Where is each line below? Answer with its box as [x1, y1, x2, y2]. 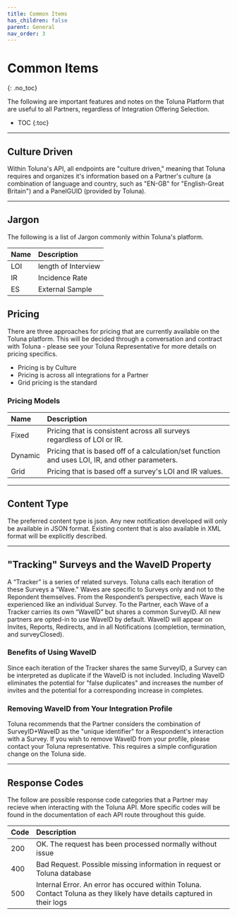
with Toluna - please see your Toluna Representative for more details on [7, 342, 217, 350]
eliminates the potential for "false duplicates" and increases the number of [7, 678, 224, 687]
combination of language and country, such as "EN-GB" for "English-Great [7, 179, 224, 188]
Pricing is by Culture [17, 363, 77, 371]
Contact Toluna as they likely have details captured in [36, 888, 213, 898]
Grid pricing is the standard [17, 378, 97, 387]
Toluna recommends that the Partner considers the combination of [7, 720, 201, 728]
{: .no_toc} [7, 84, 37, 92]
